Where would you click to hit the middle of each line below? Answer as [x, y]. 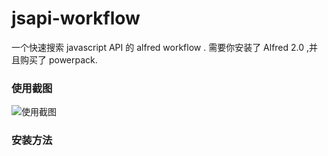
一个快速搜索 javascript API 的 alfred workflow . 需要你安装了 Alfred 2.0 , [160, 47]
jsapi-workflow [76, 18]
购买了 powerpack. [58, 59]
